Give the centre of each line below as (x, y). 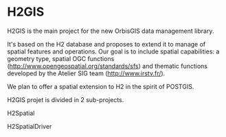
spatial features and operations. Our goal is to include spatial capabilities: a (113, 51)
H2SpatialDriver (30, 126)
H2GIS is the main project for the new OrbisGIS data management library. (111, 31)
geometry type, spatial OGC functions (61, 58)
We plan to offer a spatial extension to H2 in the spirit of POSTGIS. (101, 86)
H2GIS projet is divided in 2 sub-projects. (66, 99)
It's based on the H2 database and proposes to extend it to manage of (106, 44)
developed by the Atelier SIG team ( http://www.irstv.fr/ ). (86, 73)
